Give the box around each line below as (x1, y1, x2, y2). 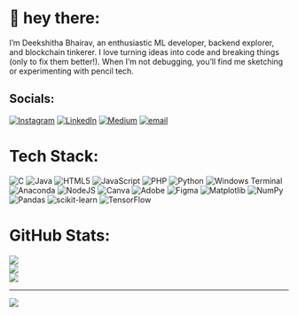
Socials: (9, 91, 55, 107)
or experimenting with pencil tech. (9, 66, 135, 76)
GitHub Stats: (9, 225, 111, 245)
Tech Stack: (9, 146, 99, 166)
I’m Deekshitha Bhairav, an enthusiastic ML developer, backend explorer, (9, 37, 275, 48)
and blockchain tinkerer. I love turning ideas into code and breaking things (9, 46, 279, 57)
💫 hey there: (9, 8, 100, 28)
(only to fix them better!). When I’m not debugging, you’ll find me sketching (9, 56, 284, 67)
